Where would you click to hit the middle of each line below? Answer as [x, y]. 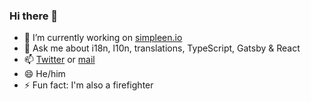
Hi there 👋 [34, 16]
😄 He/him [44, 74]
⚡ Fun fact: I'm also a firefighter [88, 85]
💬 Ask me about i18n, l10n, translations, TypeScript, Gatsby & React [162, 48]
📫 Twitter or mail [59, 60]
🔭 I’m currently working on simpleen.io [103, 38]
